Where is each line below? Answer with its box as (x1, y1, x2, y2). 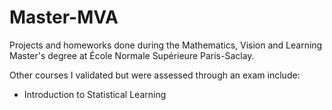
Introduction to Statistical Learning (23, 88, 167, 100)
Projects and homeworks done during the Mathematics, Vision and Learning (9, 39, 323, 51)
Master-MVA (9, 6, 119, 29)
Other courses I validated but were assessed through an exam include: (9, 69, 301, 81)
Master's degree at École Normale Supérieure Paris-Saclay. (9, 49, 255, 61)
